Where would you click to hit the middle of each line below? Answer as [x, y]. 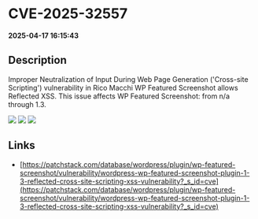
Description [37, 60]
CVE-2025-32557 [68, 14]
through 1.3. [28, 104]
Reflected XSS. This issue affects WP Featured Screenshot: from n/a [119, 96]
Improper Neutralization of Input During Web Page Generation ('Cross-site [129, 79]
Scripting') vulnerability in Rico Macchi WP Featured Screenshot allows [123, 87]
